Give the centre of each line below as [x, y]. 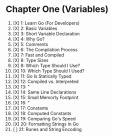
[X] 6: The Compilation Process [45, 49]
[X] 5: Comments [30, 44]
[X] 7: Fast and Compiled [38, 55]
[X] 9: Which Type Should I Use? [46, 65]
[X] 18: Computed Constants [42, 113]
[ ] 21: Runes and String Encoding [47, 129]
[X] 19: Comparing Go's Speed [44, 118]
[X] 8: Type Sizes [31, 60]
